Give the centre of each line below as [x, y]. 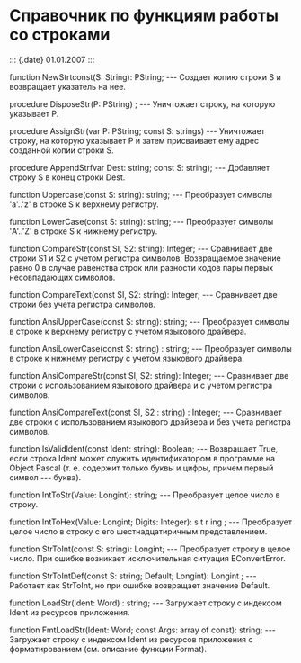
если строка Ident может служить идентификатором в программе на [142, 458]
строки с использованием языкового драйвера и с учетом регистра [141, 385]
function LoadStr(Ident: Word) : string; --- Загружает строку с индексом [146, 603]
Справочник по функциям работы [144, 16]
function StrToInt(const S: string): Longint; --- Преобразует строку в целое [150, 549]
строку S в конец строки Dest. [67, 177]
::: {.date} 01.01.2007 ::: [52, 59]
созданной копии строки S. [62, 150]
